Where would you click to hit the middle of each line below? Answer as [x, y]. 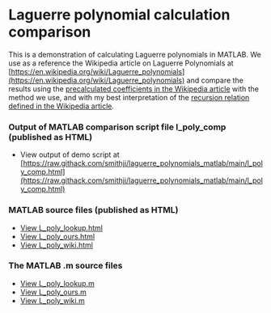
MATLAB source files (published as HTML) [94, 210]
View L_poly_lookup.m [57, 283]
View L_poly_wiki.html [56, 245]
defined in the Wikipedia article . [61, 106]
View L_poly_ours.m [53, 292]
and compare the [215, 80]
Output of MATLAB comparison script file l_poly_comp [117, 127]
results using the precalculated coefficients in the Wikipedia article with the [133, 89]
